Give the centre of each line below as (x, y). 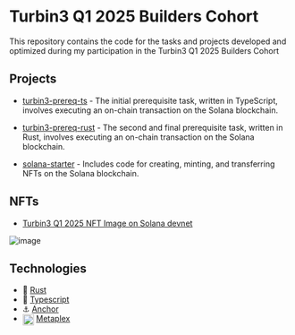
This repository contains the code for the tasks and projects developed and (148, 41)
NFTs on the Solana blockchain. (80, 173)
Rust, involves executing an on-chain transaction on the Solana (138, 137)
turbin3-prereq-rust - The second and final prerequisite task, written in (152, 127)
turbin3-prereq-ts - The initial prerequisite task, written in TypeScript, (150, 100)
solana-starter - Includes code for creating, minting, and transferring (148, 164)
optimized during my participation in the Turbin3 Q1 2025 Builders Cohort (144, 50)
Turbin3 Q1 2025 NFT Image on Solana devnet (107, 223)
